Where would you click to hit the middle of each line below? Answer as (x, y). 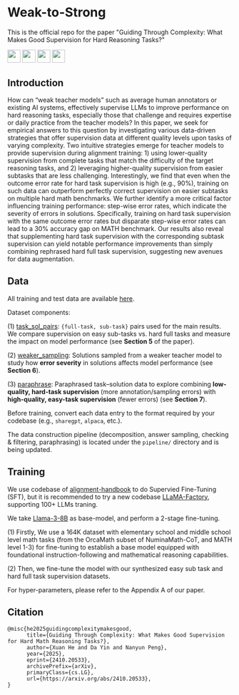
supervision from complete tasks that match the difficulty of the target (111, 160)
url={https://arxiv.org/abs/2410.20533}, (89, 679)
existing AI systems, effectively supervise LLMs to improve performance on (118, 108)
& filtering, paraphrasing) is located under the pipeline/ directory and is (113, 442)
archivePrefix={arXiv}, (62, 666)
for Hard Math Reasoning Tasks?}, (59, 641)
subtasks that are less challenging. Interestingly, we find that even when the (119, 176)
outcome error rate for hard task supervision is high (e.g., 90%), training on (118, 183)
